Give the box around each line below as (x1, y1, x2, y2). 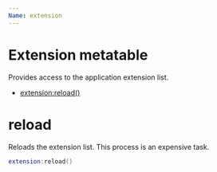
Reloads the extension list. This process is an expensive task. (8, 142, 210, 151)
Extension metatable (8, 45, 148, 64)
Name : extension (8, 11, 62, 20)
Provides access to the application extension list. (8, 72, 169, 82)
